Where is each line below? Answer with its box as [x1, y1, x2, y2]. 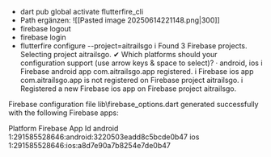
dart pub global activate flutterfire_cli [19, 7, 144, 16]
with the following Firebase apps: [8, 108, 119, 118]
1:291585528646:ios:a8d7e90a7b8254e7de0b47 [8, 141, 171, 150]
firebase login [19, 32, 66, 42]
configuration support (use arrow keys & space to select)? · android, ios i [19, 58, 263, 68]
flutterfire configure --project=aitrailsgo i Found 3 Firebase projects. [19, 41, 248, 51]
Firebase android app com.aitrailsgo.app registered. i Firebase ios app [19, 67, 254, 76]
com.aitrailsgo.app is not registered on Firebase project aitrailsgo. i [19, 76, 243, 85]
